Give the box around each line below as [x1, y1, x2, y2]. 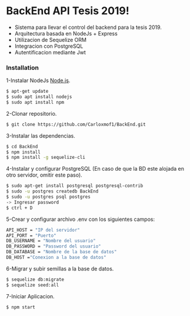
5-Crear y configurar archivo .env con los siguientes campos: [6, 216, 155, 223]
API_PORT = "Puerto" [6, 232, 57, 239]
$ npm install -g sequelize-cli [6, 155, 85, 161]
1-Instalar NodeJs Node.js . [6, 77, 71, 84]
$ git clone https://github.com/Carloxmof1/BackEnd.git [6, 121, 146, 128]
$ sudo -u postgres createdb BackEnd [6, 188, 99, 194]
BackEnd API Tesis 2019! [6, 4, 129, 18]
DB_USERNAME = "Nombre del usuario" [6, 238, 96, 244]
